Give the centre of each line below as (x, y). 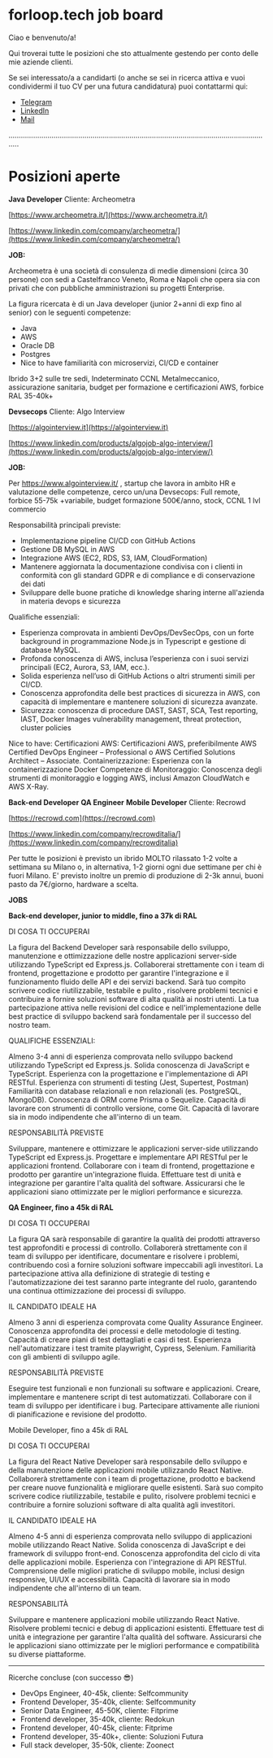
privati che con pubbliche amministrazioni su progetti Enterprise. (117, 288)
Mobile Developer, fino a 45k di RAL (68, 1429)
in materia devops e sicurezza (70, 601)
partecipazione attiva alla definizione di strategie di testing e (109, 1273)
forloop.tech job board (86, 15)
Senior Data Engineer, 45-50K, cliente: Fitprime (99, 1710)
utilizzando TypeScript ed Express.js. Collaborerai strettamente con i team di (136, 964)
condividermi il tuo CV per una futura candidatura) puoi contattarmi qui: (128, 86)
